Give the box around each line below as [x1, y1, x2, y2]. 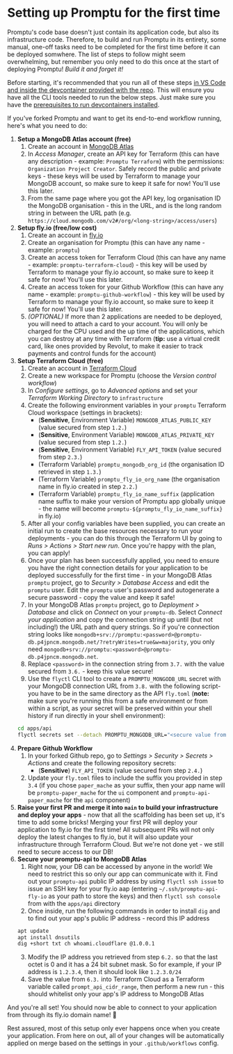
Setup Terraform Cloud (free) [17, 356, 104, 365]
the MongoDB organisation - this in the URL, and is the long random [27, 201, 222, 209]
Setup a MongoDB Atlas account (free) [17, 134, 131, 143]
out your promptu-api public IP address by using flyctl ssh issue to [27, 877, 224, 885]
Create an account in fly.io [27, 231, 104, 239]
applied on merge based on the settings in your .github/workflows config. [7, 1039, 219, 1048]
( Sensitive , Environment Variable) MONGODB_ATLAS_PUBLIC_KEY [38, 415, 211, 424]
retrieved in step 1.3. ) [38, 468, 102, 476]
